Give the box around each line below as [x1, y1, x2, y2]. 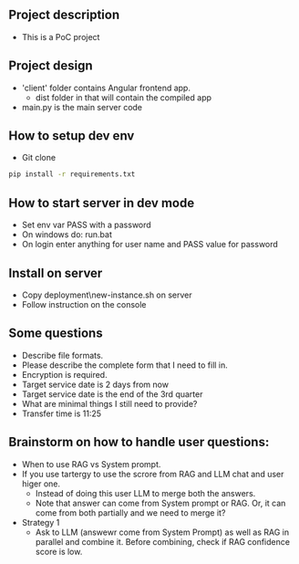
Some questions [8, 326, 103, 341]
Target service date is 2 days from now [21, 379, 170, 390]
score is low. [35, 546, 83, 557]
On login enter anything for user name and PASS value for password [21, 239, 279, 250]
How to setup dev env [8, 128, 135, 144]
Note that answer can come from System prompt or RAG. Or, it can [35, 497, 286, 508]
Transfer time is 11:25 [21, 408, 102, 419]
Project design [8, 58, 93, 74]
